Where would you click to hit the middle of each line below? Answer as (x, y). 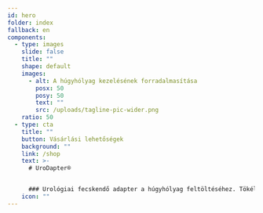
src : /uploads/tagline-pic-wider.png (97, 110)
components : (27, 37)
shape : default (46, 67)
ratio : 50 (38, 117)
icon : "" (36, 197)
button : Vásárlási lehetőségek (73, 139)
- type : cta (34, 125)
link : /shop (41, 153)
